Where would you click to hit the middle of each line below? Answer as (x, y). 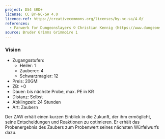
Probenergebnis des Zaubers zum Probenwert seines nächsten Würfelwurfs (82, 127)
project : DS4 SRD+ (24, 10)
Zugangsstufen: (28, 60)
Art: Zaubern (25, 107)
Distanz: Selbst (27, 97)
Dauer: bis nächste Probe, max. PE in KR (53, 92)
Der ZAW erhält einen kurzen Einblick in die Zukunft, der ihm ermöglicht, (78, 117)
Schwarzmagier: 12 (39, 76)
